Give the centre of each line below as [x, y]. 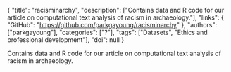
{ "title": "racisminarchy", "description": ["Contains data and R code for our [116, 10]
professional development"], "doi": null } [66, 40]
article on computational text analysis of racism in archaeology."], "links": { [115, 17]
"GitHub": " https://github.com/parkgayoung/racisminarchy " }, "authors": [112, 25]
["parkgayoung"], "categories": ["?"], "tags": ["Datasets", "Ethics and [107, 32]
